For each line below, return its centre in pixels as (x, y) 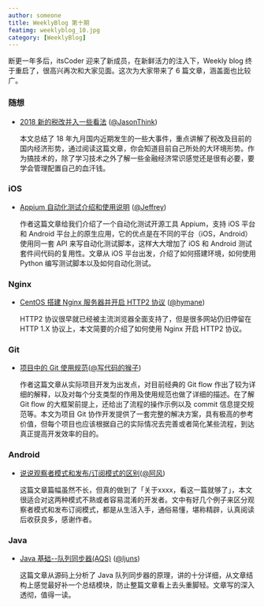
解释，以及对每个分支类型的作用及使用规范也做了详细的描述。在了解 (144, 394)
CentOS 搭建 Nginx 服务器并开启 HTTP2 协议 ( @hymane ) (112, 302)
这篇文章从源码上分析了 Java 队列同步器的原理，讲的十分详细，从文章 (133, 575)
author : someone (35, 15)
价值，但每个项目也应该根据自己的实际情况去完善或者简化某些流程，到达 (137, 424)
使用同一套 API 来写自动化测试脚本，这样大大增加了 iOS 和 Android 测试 (136, 243)
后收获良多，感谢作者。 (58, 519)
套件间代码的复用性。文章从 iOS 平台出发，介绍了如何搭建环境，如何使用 (138, 253)
